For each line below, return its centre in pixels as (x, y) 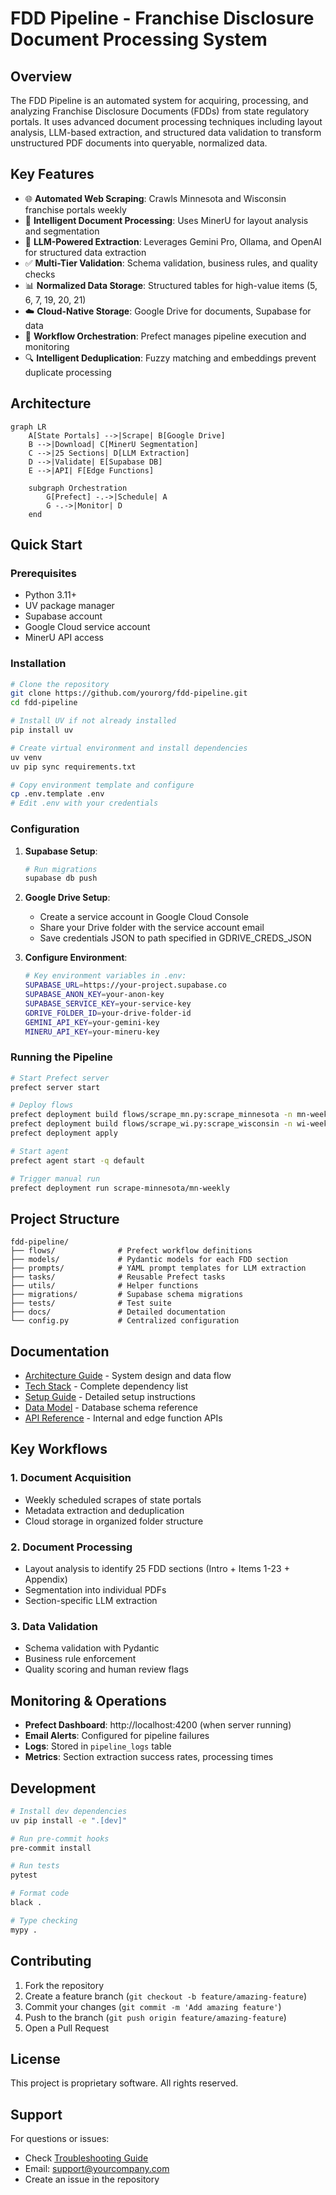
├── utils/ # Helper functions (104, 1286)
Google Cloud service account (87, 627)
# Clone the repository (60, 684)
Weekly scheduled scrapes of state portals (113, 1499)
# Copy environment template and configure (102, 785)
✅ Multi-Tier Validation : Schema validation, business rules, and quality (171, 263)
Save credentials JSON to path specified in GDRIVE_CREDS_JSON (175, 938)
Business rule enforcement (80, 1659)
